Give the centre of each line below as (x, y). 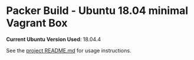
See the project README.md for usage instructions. (69, 50)
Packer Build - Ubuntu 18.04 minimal (97, 11)
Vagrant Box (37, 23)
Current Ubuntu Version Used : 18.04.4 (54, 39)
